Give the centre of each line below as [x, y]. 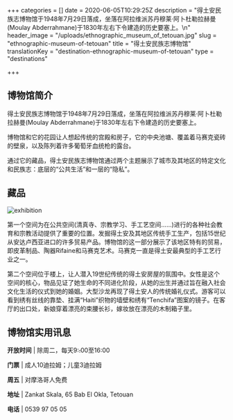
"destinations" [28, 59]
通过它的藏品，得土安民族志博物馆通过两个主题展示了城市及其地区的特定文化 [116, 160]
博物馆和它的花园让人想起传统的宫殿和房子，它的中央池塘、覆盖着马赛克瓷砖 [116, 137]
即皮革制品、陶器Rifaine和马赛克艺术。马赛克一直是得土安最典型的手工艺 [111, 250]
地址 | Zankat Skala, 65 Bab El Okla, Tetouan [70, 394]
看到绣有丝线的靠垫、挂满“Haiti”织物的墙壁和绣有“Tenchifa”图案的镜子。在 [113, 299]
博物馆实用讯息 [39, 332]
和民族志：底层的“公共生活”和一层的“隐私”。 [70, 169]
